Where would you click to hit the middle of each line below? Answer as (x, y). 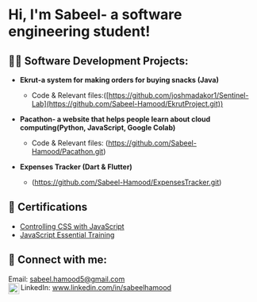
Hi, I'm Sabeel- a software (95, 15)
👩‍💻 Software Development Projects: (98, 61)
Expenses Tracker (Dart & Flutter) (76, 167)
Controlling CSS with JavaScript (72, 226)
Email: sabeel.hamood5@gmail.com (67, 279)
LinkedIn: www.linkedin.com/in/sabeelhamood (96, 287)
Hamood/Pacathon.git (67, 151)
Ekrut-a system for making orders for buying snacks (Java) (119, 80)
